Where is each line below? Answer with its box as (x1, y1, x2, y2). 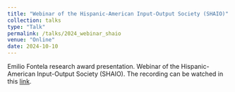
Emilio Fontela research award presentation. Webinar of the (7, 63, 180, 70)
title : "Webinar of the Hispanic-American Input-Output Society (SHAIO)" (7, 10, 229, 18)
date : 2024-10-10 (7, 43, 59, 50)
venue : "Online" (7, 37, 55, 44)
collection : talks (7, 17, 61, 24)
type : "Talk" (7, 23, 46, 30)
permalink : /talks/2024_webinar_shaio (7, 29, 121, 37)
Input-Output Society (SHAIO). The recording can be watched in (37, 70, 224, 78)
